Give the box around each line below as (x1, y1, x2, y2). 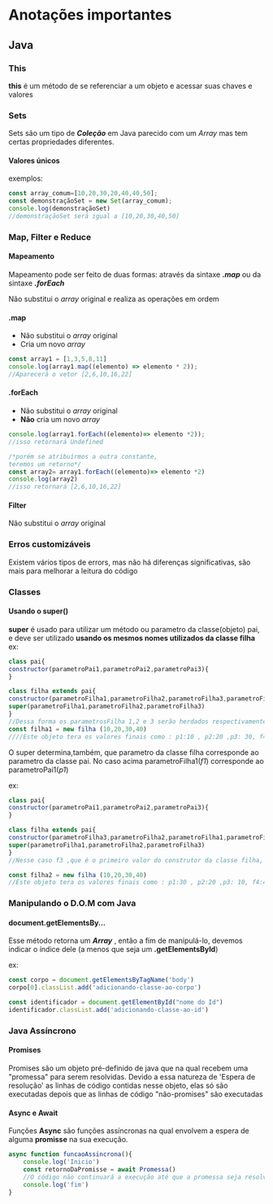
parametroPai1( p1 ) (8, 765, 69, 774)
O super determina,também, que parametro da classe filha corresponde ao (8, 747, 259, 757)
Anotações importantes (8, 6, 172, 24)
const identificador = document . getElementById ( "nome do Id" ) (8, 998, 223, 1006)
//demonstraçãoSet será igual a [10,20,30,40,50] (8, 212, 180, 220)
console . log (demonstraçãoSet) (8, 205, 111, 213)
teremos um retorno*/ (8, 460, 82, 469)
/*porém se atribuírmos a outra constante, (8, 452, 158, 460)
